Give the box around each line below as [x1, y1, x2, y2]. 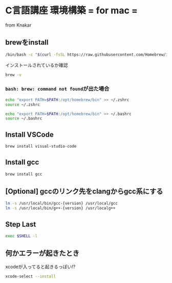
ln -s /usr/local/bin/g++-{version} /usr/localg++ [5, 206, 116, 211]
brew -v [5, 72, 22, 77]
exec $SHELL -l [5, 234, 38, 239]
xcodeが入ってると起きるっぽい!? [5, 264, 76, 270]
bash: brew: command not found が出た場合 [5, 85, 110, 92]
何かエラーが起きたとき [5, 249, 79, 258]
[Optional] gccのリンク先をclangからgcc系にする [5, 187, 163, 196]
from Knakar [5, 22, 32, 28]
